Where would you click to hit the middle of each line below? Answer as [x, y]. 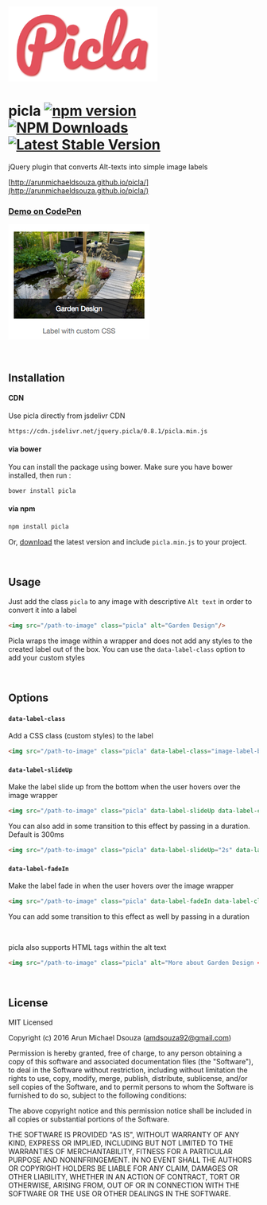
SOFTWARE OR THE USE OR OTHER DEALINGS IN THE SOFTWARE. [120, 1193]
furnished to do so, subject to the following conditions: [97, 1095]
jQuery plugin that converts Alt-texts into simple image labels [108, 167]
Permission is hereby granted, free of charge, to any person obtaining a [125, 1053]
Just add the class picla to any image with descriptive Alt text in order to [130, 601]
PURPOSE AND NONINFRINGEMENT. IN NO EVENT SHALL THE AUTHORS [130, 1160]
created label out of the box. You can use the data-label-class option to [127, 649]
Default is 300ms [37, 835]
